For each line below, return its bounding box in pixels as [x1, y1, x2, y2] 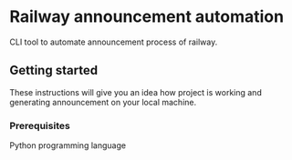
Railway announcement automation [9, 6, 285, 27]
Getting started [9, 63, 99, 78]
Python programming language [9, 140, 126, 151]
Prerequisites [9, 119, 70, 132]
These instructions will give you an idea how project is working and [9, 86, 262, 97]
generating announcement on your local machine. [9, 96, 197, 107]
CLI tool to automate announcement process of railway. [9, 36, 218, 47]
